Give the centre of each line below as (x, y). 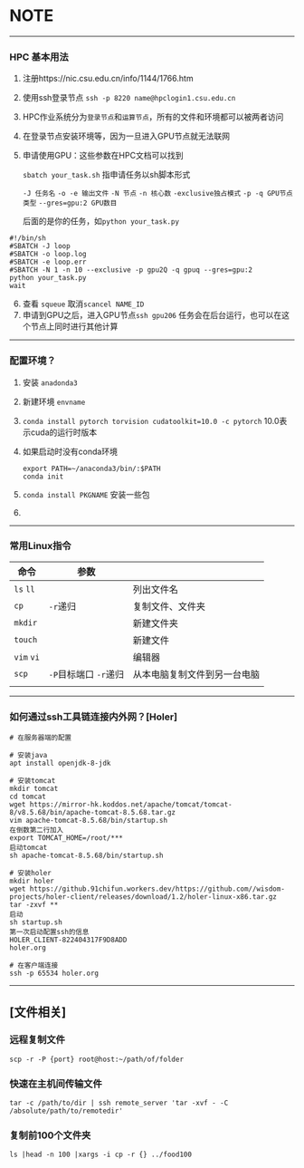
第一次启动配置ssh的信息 (49, 932)
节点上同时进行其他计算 (74, 326)
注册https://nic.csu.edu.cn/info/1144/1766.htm (108, 79)
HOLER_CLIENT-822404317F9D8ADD (68, 940)
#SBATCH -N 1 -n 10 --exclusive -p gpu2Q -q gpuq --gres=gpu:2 (131, 270)
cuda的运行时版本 (64, 432)
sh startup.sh (36, 922)
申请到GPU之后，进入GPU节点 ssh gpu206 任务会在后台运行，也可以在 (152, 315)
